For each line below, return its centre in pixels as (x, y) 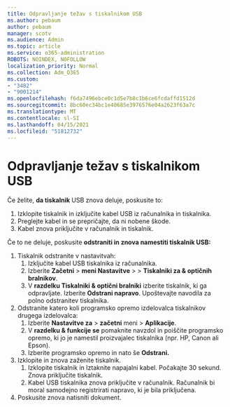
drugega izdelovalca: (48, 316)
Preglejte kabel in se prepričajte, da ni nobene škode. (94, 221)
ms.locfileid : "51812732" (45, 131)
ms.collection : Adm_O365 (43, 72)
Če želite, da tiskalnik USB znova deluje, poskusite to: (85, 200)
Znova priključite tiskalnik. (65, 375)
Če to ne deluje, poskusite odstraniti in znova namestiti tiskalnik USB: (109, 242)
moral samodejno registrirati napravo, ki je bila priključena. (112, 390)
